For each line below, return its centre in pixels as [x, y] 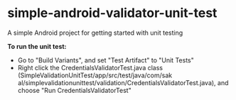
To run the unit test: [37, 46]
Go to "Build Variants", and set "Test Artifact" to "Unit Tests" [106, 60]
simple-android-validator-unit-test [112, 13]
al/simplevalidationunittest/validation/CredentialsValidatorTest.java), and [123, 82]
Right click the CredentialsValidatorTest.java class [90, 67]
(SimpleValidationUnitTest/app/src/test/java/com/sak [95, 75]
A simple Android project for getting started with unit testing [95, 33]
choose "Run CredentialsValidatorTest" [74, 90]
